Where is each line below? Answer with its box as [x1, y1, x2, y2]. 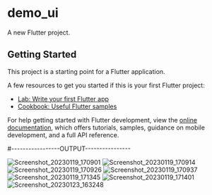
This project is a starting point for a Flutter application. [7, 67, 165, 75]
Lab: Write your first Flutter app [17, 94, 110, 103]
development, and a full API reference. [7, 130, 119, 139]
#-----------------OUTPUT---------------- [7, 144, 131, 153]
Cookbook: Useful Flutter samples [17, 102, 117, 111]
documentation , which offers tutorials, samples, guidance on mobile [7, 123, 205, 132]
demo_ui [7, 5, 59, 21]
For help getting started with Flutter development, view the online [7, 115, 198, 124]
